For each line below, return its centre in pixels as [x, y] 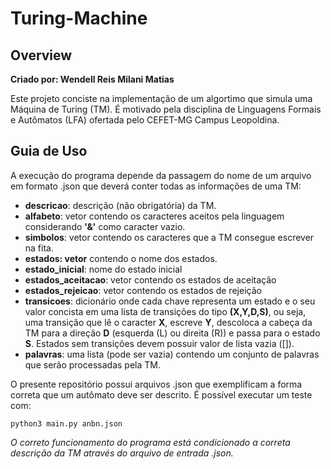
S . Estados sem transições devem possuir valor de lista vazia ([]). [159, 343]
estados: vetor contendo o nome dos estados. [121, 258]
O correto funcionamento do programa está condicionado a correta [150, 442]
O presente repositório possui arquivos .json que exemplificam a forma [156, 384]
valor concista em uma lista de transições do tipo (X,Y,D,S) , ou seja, [165, 311]
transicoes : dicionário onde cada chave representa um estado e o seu [170, 301]
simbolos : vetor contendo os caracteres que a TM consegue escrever [169, 237]
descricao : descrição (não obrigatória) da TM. [120, 205]
